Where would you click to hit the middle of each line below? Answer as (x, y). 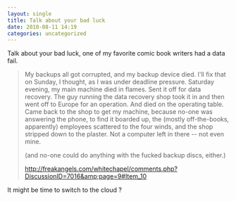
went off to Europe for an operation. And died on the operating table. (124, 104)
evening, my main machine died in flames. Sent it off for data (113, 89)
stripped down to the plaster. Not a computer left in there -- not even (124, 134)
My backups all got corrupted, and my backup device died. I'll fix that (125, 74)
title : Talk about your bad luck (56, 20)
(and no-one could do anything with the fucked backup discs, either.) (125, 155)
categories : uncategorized (47, 33)
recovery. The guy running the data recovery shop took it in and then (125, 97)
